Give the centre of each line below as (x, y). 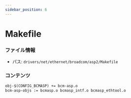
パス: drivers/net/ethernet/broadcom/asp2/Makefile (65, 62)
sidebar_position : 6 (26, 10)
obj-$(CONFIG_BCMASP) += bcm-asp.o (41, 86)
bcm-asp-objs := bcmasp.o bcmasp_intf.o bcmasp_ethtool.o (65, 91)
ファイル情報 (20, 50)
